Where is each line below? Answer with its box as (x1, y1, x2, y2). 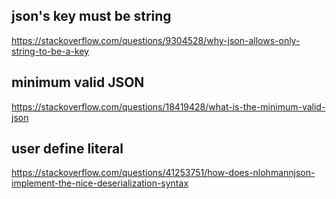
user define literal (11, 140, 124, 158)
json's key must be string (11, 8, 172, 25)
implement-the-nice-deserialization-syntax (11, 177, 189, 189)
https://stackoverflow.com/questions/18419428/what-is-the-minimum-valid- (11, 100, 326, 113)
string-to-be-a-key (11, 45, 89, 57)
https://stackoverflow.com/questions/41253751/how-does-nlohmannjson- (11, 167, 316, 179)
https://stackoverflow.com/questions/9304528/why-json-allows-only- (11, 34, 301, 46)
